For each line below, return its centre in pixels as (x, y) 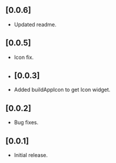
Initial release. (31, 155)
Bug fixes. (26, 122)
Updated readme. (35, 24)
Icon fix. (24, 57)
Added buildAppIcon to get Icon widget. (62, 90)
